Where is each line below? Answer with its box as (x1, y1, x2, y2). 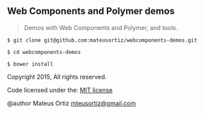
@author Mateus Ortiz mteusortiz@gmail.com (7, 99, 136, 107)
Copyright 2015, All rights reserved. (7, 72, 107, 81)
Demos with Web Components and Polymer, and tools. (23, 23, 178, 31)
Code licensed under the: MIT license (7, 85, 113, 94)
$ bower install (7, 61, 53, 68)
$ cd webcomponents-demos (7, 48, 81, 55)
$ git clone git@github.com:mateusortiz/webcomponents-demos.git (7, 37, 197, 44)
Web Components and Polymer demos (7, 5, 175, 17)
